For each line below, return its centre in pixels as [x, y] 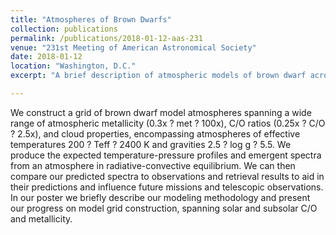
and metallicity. [41, 218]
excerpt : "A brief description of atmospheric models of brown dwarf [158, 76]
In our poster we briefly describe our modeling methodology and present [160, 197]
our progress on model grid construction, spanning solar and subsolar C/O [164, 208]
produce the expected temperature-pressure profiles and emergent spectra [166, 155]
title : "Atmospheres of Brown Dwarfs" [91, 19]
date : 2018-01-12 [46, 57]
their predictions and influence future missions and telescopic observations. [167, 187]
